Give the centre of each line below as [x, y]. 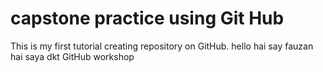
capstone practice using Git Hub [147, 18]
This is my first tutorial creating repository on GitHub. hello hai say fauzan [162, 46]
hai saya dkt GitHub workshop [72, 56]
